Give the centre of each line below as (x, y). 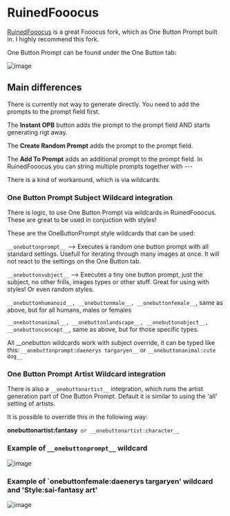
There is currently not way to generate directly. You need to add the (104, 104)
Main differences (45, 88)
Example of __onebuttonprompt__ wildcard (77, 448)
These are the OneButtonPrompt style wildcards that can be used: (101, 233)
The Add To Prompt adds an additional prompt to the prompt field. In (105, 159)
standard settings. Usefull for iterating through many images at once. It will (113, 254)
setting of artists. (31, 404)
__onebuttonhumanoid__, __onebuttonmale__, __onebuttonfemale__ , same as (115, 303)
